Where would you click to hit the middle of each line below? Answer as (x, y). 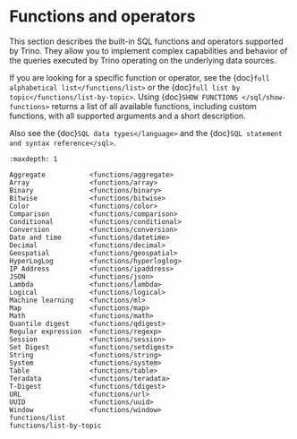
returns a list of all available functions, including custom (154, 106)
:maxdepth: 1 (34, 159)
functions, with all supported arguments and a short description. (127, 116)
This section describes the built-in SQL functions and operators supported (146, 41)
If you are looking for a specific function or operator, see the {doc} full (140, 77)
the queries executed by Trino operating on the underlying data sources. (143, 60)
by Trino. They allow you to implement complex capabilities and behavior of (148, 50)
